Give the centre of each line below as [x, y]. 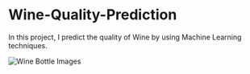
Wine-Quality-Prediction [93, 15]
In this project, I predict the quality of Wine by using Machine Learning [125, 37]
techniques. [28, 45]
